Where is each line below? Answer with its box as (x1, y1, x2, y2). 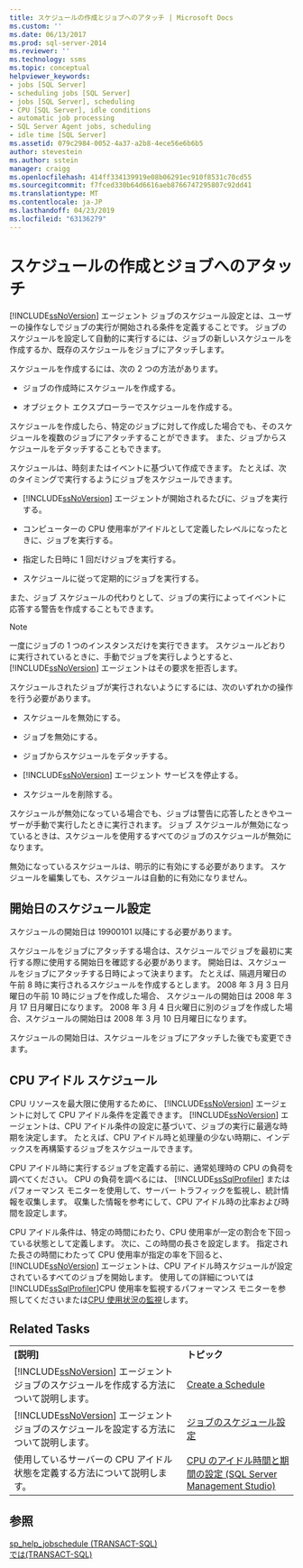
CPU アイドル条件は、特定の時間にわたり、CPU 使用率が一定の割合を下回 (9, 1227, 284, 1238)
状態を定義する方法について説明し (14, 1467, 159, 1479)
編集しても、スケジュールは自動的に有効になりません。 (48, 872, 252, 883)
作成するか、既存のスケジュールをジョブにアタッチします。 (9, 344, 230, 354)
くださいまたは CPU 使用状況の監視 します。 (32, 1295, 194, 1306)
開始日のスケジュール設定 (9, 901, 151, 916)
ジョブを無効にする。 (22, 731, 102, 742)
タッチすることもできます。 (64, 443, 167, 454)
